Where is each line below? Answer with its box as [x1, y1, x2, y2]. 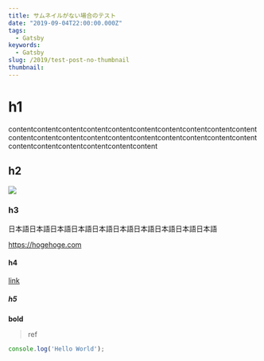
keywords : [8, 41, 41, 49]
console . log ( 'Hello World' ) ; [8, 344, 105, 353]
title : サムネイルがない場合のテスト [8, 11, 117, 20]
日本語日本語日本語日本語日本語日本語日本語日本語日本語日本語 [8, 224, 217, 233]
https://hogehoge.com [8, 240, 82, 249]
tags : [8, 26, 26, 34]
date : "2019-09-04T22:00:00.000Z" [8, 19, 123, 27]
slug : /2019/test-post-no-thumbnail [8, 57, 130, 65]
